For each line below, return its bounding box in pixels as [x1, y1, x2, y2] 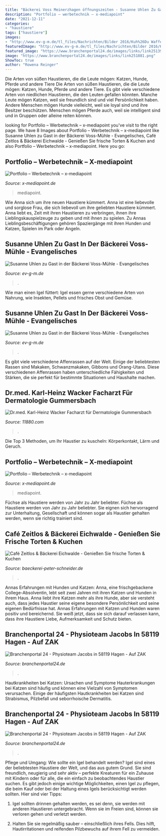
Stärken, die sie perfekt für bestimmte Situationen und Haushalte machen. [5, 374, 156, 380]
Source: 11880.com [5, 419, 44, 425]
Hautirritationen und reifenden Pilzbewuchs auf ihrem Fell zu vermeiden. [12, 826, 160, 832]
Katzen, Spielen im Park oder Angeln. [5, 225, 81, 231]
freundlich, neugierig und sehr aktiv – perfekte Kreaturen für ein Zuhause [5, 770, 154, 776]
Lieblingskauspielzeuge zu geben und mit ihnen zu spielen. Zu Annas [5, 215, 146, 221]
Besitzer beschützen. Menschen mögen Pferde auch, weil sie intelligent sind [5, 107, 161, 114]
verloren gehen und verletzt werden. [12, 811, 87, 817]
